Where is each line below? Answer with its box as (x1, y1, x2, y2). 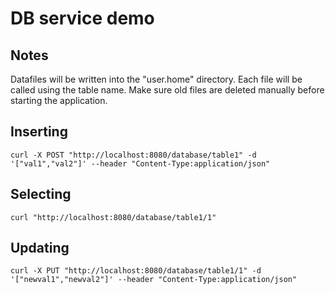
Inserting (10, 123, 68, 141)
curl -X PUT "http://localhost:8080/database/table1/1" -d (10, 266, 262, 276)
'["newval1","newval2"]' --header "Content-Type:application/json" (10, 275, 298, 285)
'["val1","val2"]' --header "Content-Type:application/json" (10, 158, 271, 169)
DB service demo (10, 7, 155, 30)
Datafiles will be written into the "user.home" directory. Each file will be (10, 73, 303, 85)
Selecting (10, 186, 72, 203)
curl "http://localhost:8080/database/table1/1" (10, 212, 217, 222)
